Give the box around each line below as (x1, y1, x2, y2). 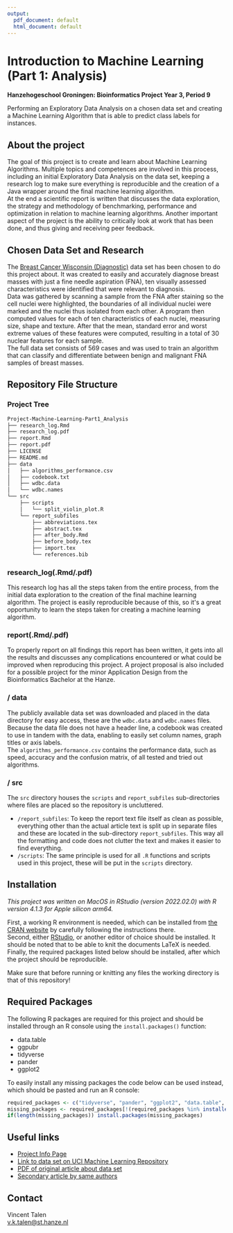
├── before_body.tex (32, 538, 92, 546)
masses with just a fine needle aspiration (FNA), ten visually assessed (7, 277, 207, 286)
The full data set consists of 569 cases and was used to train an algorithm (7, 343, 219, 352)
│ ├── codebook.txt (7, 473, 70, 480)
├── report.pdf (7, 441, 51, 448)
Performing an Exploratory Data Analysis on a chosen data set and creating (7, 104, 223, 113)
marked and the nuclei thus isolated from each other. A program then (7, 307, 205, 315)
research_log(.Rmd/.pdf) (7, 567, 92, 577)
